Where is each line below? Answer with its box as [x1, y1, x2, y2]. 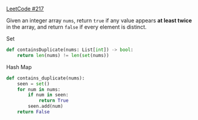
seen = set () [17, 81, 50, 87]
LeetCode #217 [6, 5, 44, 12]
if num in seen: [28, 92, 69, 98]
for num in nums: [17, 86, 61, 93]
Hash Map [6, 63, 32, 70]
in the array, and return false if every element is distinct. [6, 24, 147, 30]
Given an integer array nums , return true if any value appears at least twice [6, 17, 192, 24]
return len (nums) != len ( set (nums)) [17, 52, 110, 58]
